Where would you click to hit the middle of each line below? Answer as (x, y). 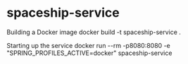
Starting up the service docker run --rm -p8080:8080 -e (88, 45)
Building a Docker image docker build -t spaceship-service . (94, 32)
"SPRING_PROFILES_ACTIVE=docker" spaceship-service (89, 53)
